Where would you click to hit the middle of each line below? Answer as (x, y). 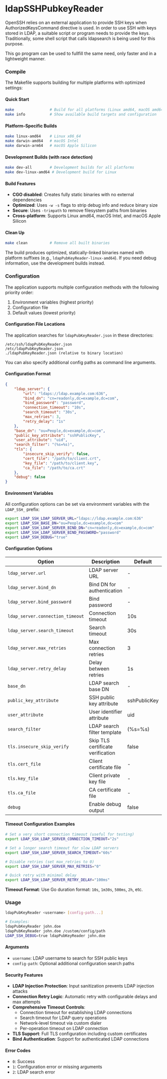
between (99, 669)
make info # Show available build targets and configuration (81, 115)
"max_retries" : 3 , (42, 417)
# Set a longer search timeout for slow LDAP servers (62, 848)
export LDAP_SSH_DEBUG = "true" (37, 537)
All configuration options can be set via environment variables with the (77, 504)
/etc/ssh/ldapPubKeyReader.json (39, 344)
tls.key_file (23, 778)
